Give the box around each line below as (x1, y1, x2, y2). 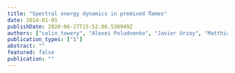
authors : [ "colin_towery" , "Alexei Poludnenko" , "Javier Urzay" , (7, 29, 201, 37)
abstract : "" (7, 42, 45, 49)
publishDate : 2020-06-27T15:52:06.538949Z (7, 23, 133, 30)
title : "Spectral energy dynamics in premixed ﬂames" (7, 10, 168, 17)
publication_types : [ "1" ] (7, 36, 83, 43)
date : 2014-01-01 (7, 17, 58, 24)
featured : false (7, 49, 55, 56)
